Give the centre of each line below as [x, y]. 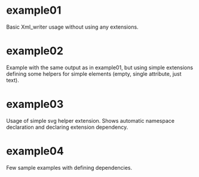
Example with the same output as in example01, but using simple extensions [99, 67]
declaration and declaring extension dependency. [67, 127]
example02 [35, 51]
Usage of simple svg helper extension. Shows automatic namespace [91, 120]
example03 [35, 104]
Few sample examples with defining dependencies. [69, 167]
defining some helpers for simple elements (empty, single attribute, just [94, 74]
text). [13, 80]
